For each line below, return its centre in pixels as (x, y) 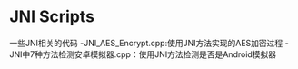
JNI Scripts (52, 17)
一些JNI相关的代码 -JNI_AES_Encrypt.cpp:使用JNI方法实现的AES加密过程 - (149, 43)
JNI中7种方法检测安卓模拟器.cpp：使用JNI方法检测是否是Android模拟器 (143, 54)
